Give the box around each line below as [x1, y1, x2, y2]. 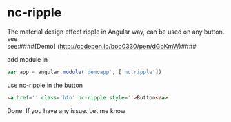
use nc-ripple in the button [7, 81, 83, 89]
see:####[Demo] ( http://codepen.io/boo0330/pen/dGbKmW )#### [7, 42, 197, 50]
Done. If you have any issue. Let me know [7, 106, 126, 114]
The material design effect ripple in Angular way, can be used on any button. [7, 27, 225, 36]
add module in [7, 55, 48, 63]
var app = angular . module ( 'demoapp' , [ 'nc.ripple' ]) [7, 69, 162, 75]
